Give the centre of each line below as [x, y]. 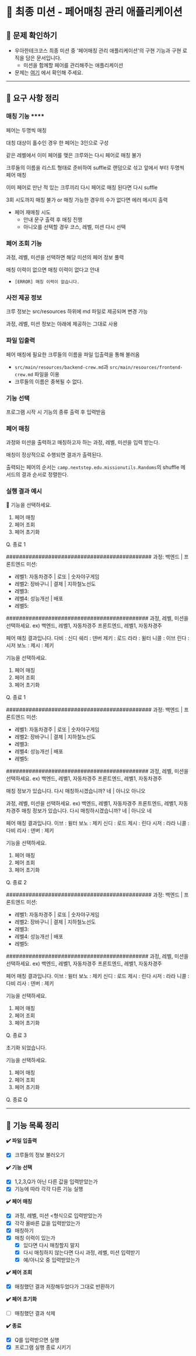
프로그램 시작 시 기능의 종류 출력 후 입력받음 [56, 412]
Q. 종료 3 [17, 1035]
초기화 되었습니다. [27, 1048]
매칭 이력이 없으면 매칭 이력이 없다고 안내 [53, 269]
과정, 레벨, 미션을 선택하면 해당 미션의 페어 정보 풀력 [65, 257]
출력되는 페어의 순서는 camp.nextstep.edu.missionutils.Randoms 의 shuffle [93, 467]
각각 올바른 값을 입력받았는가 [47, 1223]
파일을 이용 [47, 374]
